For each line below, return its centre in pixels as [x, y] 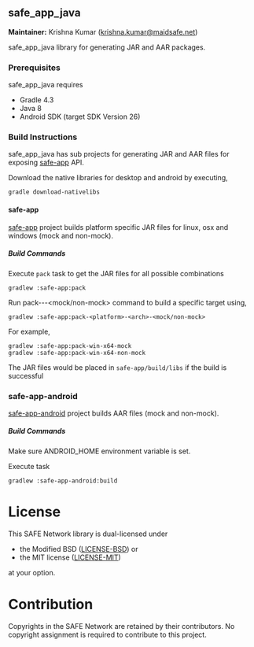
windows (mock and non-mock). [61, 235]
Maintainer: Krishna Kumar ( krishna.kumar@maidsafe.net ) [103, 31]
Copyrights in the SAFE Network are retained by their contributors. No [121, 626]
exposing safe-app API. [46, 163]
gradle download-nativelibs [54, 192]
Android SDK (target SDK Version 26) [80, 116]
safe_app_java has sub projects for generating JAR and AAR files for [119, 154]
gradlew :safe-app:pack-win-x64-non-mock [77, 353]
